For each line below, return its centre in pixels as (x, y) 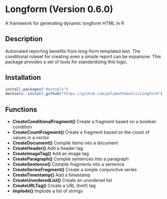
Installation (23, 78)
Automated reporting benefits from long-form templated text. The (73, 51)
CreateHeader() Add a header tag (48, 148)
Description (24, 39)
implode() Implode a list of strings (48, 191)
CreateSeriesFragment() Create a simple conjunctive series (74, 170)
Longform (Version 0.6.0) (59, 9)
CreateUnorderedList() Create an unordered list (62, 180)
